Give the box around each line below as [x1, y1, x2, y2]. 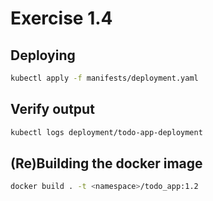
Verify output [10, 101, 95, 118]
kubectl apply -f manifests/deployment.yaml [10, 73, 199, 83]
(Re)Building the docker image [10, 155, 203, 172]
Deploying [10, 47, 76, 64]
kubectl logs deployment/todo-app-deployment [10, 127, 203, 137]
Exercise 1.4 [10, 7, 113, 30]
